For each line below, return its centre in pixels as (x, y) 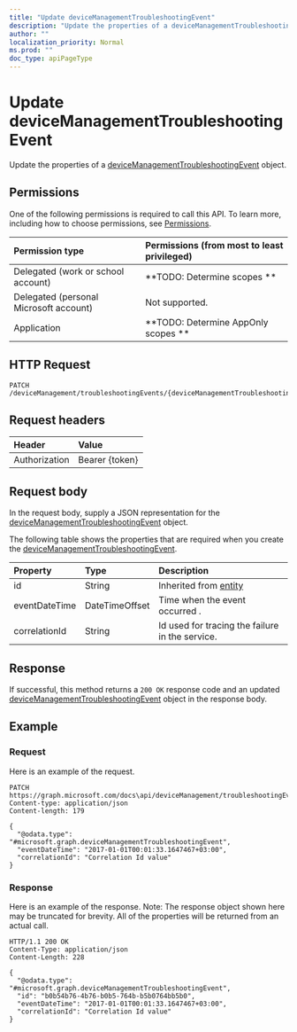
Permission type (49, 251)
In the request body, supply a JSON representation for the (115, 513)
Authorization (42, 460)
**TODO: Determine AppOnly (207, 322)
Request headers (57, 420)
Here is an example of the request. (72, 771)
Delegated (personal (56, 296)
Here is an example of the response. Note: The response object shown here (147, 906)
